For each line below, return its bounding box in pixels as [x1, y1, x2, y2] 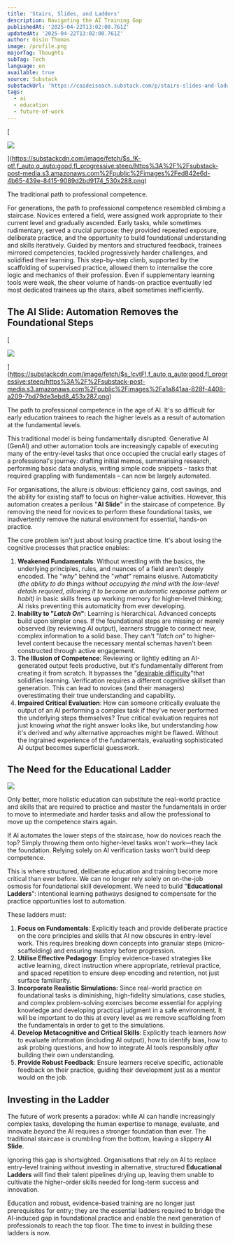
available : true [7, 69, 55, 76]
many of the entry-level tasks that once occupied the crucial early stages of [7, 449, 226, 457]
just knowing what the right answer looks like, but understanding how [17, 720, 218, 730]
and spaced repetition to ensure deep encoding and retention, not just [17, 969, 220, 977]
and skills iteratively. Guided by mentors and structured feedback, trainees [7, 241, 222, 249]
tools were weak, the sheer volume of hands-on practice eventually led [7, 278, 212, 286]
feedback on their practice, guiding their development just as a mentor [17, 1066, 221, 1074]
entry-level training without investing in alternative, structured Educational [7, 1163, 222, 1171]
